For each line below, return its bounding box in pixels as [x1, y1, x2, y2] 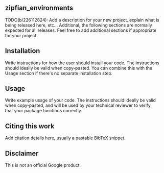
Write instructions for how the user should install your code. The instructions [5, 60, 160, 66]
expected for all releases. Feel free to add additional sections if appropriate [5, 27, 157, 33]
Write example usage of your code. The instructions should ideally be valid [5, 98, 156, 103]
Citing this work [5, 122, 55, 130]
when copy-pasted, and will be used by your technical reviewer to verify [5, 102, 151, 108]
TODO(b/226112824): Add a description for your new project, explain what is [5, 17, 160, 23]
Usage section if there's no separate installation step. [5, 70, 113, 76]
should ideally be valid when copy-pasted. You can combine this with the [5, 65, 153, 71]
